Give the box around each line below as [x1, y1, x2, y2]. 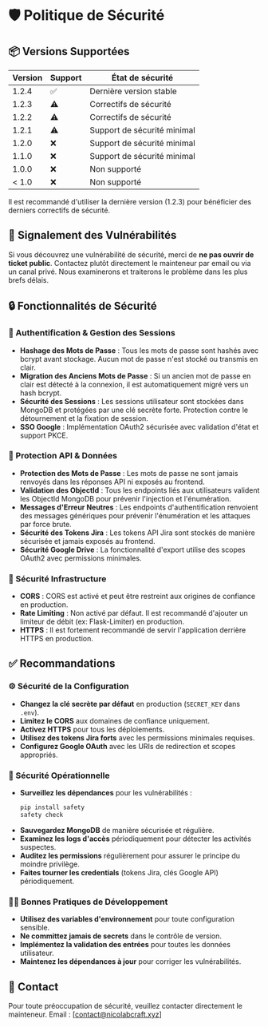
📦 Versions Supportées [8, 45, 130, 58]
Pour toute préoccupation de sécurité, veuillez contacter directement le [8, 1001, 243, 1010]
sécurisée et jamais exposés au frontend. [19, 536, 156, 545]
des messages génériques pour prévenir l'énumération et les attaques [19, 510, 251, 520]
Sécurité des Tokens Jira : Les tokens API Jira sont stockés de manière [19, 528, 255, 537]
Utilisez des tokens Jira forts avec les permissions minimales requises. [19, 732, 255, 743]
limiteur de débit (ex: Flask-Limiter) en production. [19, 617, 185, 627]
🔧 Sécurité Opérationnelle [8, 770, 110, 781]
